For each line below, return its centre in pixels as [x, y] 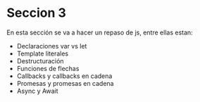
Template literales [42, 53]
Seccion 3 [36, 13]
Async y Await [37, 91]
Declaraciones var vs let [52, 46]
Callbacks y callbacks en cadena [64, 76]
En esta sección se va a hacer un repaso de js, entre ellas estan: [100, 32]
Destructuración [40, 60]
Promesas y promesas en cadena [65, 83]
